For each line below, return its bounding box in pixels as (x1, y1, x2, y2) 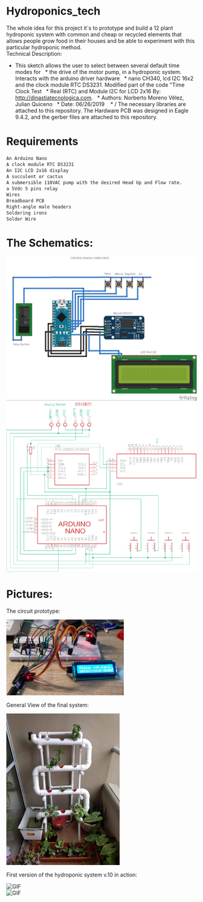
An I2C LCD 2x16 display (6, 167, 69, 173)
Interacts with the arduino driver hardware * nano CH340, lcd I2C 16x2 (14, 75, 194, 82)
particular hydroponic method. (6, 44, 82, 51)
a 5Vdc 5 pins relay (6, 185, 59, 192)
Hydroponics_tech (6, 4, 101, 18)
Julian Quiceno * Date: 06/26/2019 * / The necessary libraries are (14, 100, 186, 107)
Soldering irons (6, 210, 47, 216)
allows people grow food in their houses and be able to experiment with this (6, 37, 195, 44)
